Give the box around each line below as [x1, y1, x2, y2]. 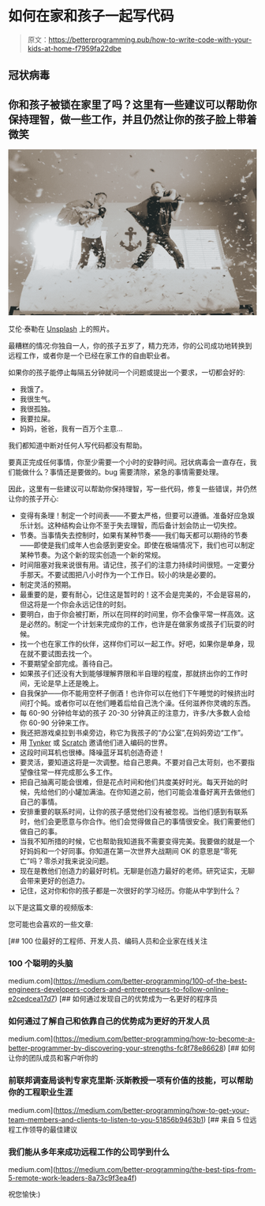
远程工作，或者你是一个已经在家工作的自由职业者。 [8, 351, 174, 360]
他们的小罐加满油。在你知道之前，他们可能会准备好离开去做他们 [47, 787, 255, 796]
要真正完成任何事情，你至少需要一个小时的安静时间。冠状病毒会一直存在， [8, 457, 250, 467]
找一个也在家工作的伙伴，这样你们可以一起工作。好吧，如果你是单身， [19, 639, 248, 648]
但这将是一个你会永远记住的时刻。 [19, 599, 131, 609]
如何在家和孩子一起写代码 [8, 7, 175, 25]
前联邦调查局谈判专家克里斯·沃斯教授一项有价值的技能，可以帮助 [8, 1075, 254, 1086]
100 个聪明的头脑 [8, 957, 73, 968]
